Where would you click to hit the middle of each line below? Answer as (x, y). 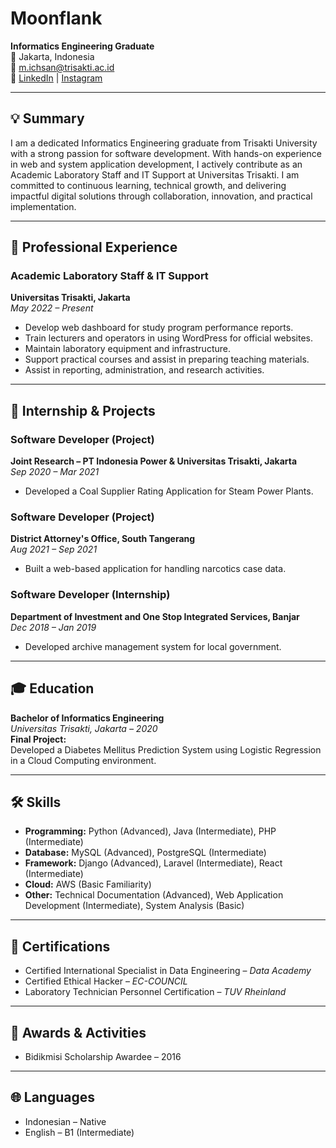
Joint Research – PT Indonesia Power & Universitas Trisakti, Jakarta (154, 461)
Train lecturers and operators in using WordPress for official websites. (169, 338)
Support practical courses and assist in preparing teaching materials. (167, 359)
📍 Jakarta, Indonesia (52, 56)
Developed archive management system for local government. (153, 646)
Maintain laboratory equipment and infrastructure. (127, 349)
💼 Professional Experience (94, 247)
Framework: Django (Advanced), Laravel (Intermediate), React (153, 863)
